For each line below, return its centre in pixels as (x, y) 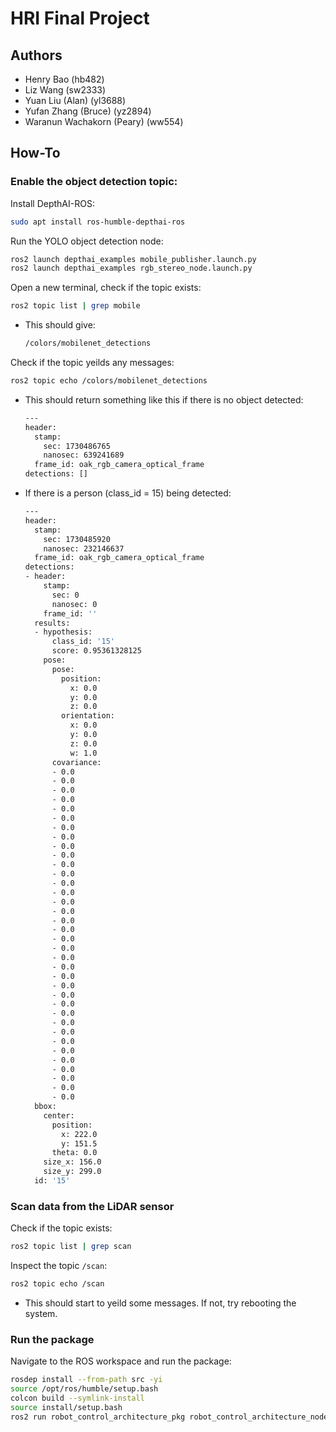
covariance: (76, 762)
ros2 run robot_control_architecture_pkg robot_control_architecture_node (169, 1417)
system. (41, 1313)
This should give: (60, 325)
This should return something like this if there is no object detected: (164, 399)
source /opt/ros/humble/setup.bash (84, 1389)
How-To (35, 153)
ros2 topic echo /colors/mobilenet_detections (109, 381)
